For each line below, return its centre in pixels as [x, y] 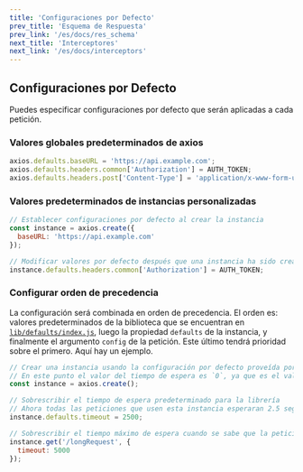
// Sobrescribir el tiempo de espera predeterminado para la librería [145, 401]
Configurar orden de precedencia [84, 292]
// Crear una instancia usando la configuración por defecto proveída [145, 367]
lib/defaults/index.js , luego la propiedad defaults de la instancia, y [138, 331]
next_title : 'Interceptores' [64, 43]
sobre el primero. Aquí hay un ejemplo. [81, 351]
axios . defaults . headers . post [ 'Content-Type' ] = [101, 178]
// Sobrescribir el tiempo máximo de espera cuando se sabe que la [139, 433]
